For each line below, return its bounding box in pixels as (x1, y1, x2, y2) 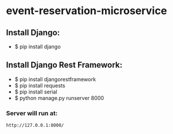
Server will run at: (6, 109, 58, 117)
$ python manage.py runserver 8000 (14, 94, 104, 101)
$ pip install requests (14, 82, 66, 89)
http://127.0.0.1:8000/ (6, 122, 65, 129)
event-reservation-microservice (6, 4, 167, 18)
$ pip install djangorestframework (14, 75, 96, 83)
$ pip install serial (14, 88, 57, 95)
